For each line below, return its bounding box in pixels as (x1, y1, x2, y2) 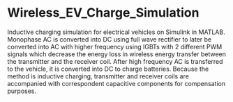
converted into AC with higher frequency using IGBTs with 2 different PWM (7, 42, 223, 51)
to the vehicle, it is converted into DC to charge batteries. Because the (7, 65, 209, 73)
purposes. (7, 87, 37, 95)
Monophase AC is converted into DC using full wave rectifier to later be (7, 35, 212, 43)
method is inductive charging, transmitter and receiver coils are (7, 71, 190, 80)
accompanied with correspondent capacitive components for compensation (7, 79, 225, 87)
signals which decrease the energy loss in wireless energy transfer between (7, 50, 227, 58)
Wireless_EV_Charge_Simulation (7, 5, 200, 21)
